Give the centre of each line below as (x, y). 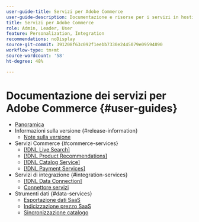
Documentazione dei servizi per (86, 96)
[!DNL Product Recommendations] (65, 156)
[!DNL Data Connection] (53, 181)
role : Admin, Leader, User (39, 28)
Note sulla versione (47, 137)
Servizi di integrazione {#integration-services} (71, 175)
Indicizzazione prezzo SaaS (57, 206)
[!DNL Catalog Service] (52, 162)
